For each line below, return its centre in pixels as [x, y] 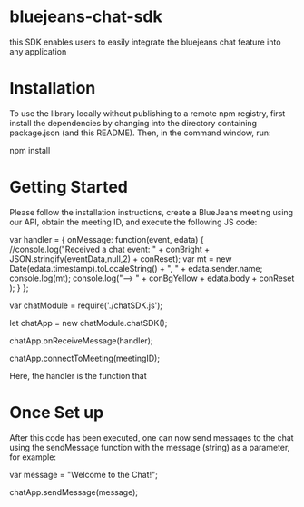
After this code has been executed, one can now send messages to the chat [152, 437]
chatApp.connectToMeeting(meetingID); [85, 358]
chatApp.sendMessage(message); [74, 492]
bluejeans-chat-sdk [86, 17]
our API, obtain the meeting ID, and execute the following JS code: [133, 222]
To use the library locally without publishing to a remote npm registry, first [147, 113]
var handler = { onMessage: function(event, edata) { [107, 239]
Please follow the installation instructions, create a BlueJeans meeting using [151, 212]
